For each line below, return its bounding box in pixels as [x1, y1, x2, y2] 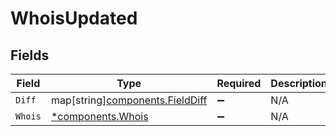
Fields [10, 47, 50, 64]
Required [216, 77, 262, 90]
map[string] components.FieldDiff [50, 93, 208, 107]
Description [270, 77, 328, 90]
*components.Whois [50, 110, 149, 123]
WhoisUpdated [10, 7, 138, 30]
